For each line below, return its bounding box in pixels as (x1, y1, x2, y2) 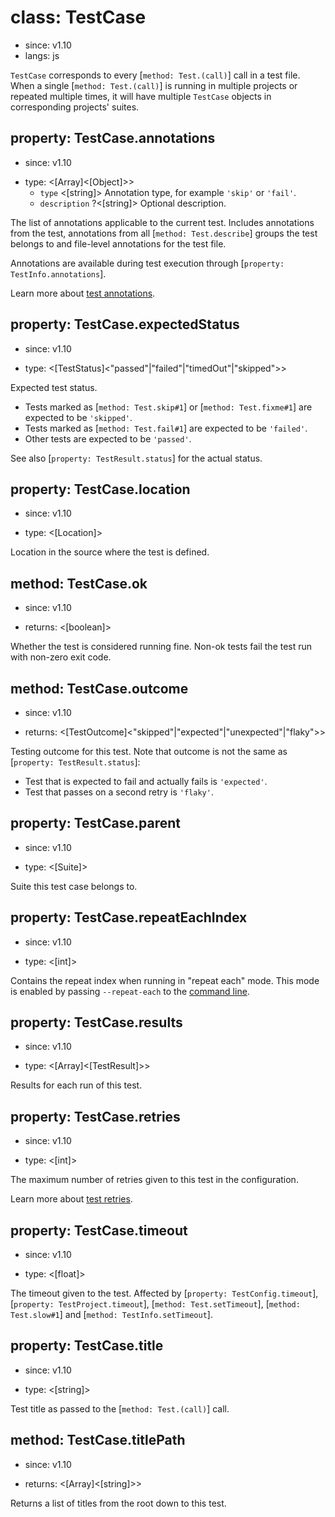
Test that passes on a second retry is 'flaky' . (24, 786, 214, 798)
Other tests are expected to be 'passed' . (24, 432, 192, 445)
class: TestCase (10, 6, 147, 29)
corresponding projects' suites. (10, 101, 140, 113)
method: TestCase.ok (10, 575, 148, 592)
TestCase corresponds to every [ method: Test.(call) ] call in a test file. (10, 69, 301, 81)
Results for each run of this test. (10, 1079, 143, 1091)
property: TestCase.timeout (10, 1222, 188, 1239)
